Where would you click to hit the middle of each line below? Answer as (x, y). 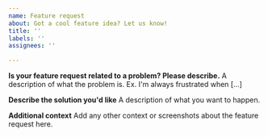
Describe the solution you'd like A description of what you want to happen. (134, 100)
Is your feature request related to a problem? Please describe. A (118, 76)
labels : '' (27, 38)
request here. (31, 124)
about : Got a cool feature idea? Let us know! (88, 23)
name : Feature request (46, 16)
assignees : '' (32, 46)
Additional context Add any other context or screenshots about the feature (134, 116)
